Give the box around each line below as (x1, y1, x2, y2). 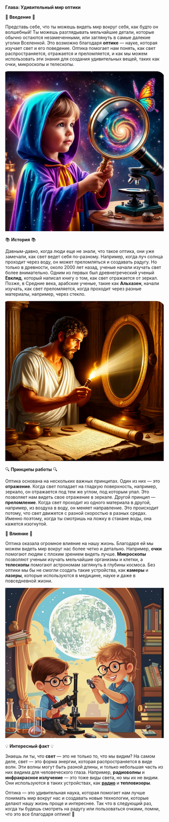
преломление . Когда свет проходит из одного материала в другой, (5, 500, 151, 506)
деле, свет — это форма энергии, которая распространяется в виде (5, 759, 152, 765)
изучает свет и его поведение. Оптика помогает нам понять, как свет (5, 45, 156, 51)
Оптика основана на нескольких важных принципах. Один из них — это (5, 478, 160, 484)
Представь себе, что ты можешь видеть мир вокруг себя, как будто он (5, 24, 158, 30)
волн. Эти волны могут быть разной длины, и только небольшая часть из (5, 764, 163, 770)
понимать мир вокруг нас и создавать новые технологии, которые (5, 795, 149, 801)
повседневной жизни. (5, 578, 53, 584)
